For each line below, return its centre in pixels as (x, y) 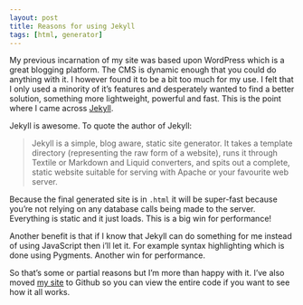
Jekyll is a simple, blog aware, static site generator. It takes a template (162, 143)
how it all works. (40, 292)
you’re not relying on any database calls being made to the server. (133, 209)
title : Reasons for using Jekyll (72, 26)
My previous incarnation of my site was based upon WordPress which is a (147, 61)
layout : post (34, 18)
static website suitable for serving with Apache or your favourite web (160, 172)
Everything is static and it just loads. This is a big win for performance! (141, 219)
